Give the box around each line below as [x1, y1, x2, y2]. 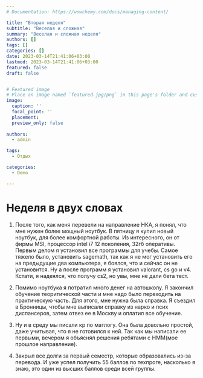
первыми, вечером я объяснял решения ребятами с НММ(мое [14, 334, 178, 341]
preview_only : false [11, 120, 63, 126]
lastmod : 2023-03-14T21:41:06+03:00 [6, 58, 98, 65]
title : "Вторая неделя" [6, 19, 66, 26]
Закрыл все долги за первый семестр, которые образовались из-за [14, 352, 192, 359]
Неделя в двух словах [6, 201, 123, 215]
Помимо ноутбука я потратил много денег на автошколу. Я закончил [14, 284, 194, 291]
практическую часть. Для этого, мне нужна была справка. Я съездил [14, 297, 196, 304]
